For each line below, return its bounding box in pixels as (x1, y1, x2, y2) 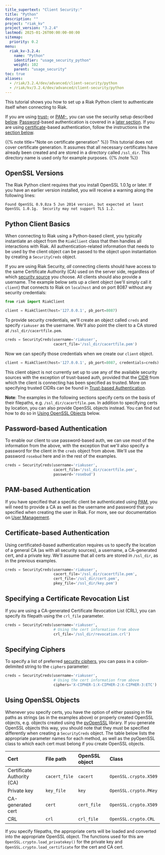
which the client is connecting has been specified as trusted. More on (5, 380, 146, 386)
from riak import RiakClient (5, 299, 65, 304)
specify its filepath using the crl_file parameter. (5, 613, 105, 619)
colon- (135, 659, 149, 664)
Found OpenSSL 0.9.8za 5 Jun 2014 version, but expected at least (5, 202, 144, 207)
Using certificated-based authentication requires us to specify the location (5, 542, 156, 548)
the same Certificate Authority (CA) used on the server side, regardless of (5, 269, 155, 274)
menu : (5, 44, 16, 49)
